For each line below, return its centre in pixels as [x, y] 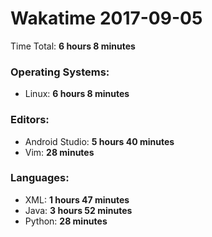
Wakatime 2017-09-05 [106, 18]
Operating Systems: [60, 72]
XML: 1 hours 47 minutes [77, 199]
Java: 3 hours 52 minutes [78, 210]
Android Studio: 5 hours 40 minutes [99, 141]
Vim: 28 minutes [59, 152]
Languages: [40, 178]
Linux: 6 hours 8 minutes [77, 94]
